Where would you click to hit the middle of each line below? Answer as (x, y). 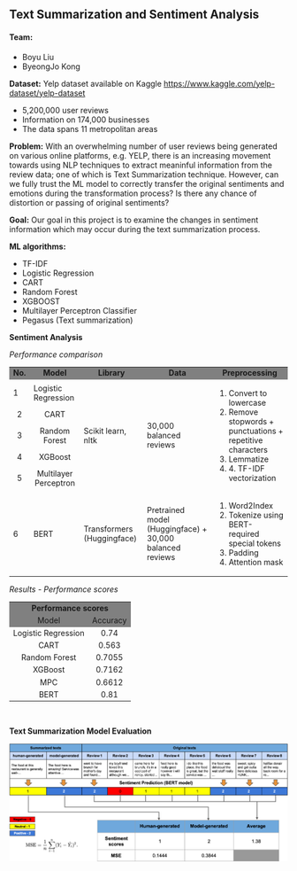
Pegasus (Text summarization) (77, 320)
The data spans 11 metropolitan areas (90, 128)
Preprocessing (250, 373)
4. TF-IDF (247, 468)
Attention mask (256, 562)
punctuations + (256, 431)
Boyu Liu (38, 57)
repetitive (246, 440)
